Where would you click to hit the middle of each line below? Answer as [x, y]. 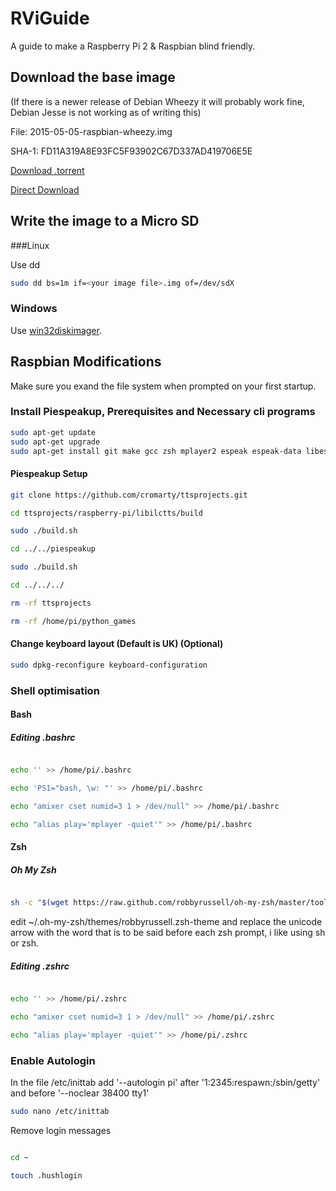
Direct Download [45, 189]
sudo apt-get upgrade [55, 442]
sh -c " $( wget [40, 903]
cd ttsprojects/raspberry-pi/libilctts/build [106, 513]
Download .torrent [47, 170]
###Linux [30, 245]
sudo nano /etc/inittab [60, 1112]
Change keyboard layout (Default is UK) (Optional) [117, 644]
